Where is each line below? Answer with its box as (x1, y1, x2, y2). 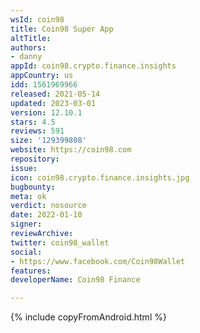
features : (10, 266, 52, 276)
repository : (10, 154, 60, 164)
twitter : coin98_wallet (10, 237, 110, 248)
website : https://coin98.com (10, 145, 132, 155)
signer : (10, 219, 43, 230)
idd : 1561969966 (10, 80, 78, 90)
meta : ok (10, 191, 47, 201)
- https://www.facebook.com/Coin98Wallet (10, 256, 186, 266)
